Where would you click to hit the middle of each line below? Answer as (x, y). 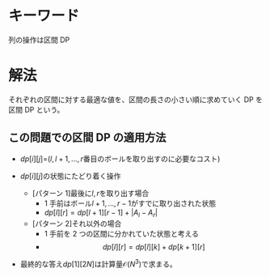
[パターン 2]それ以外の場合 (77, 224)
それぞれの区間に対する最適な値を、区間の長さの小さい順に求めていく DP (131, 99)
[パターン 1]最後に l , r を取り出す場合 (91, 193)
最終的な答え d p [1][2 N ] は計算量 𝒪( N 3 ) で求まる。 (99, 263)
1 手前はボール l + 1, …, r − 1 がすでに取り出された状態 (130, 203)
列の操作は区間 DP (39, 40)
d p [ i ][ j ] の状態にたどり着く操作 (70, 176)
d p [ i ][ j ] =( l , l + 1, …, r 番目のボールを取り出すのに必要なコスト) (120, 159)
